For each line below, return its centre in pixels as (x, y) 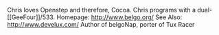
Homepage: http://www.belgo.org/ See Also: (119, 17)
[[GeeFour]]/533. (31, 17)
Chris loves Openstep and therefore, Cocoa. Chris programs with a (102, 10)
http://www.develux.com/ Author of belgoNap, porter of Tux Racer (101, 24)
